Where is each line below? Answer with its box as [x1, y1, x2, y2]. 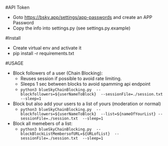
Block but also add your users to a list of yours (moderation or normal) [12, 101, 161, 107]
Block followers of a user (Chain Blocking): [12, 70, 103, 76]
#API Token [5, 5, 30, 10]
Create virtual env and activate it [12, 45, 82, 51]
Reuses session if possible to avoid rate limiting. [20, 76, 122, 81]
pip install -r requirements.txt [12, 51, 74, 56]
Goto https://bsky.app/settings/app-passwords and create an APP [12, 14, 153, 20]
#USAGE [5, 60, 24, 66]
